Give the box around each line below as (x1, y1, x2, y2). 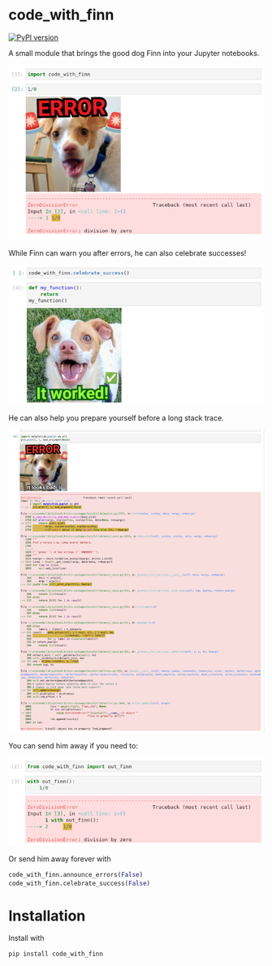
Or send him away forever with (8, 854, 111, 864)
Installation (8, 907, 86, 925)
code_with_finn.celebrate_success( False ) (8, 879, 151, 887)
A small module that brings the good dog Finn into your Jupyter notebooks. (8, 48, 260, 58)
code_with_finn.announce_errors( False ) (8, 870, 144, 878)
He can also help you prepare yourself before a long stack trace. (8, 413, 225, 423)
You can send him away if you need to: (8, 741, 138, 751)
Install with (8, 934, 45, 943)
